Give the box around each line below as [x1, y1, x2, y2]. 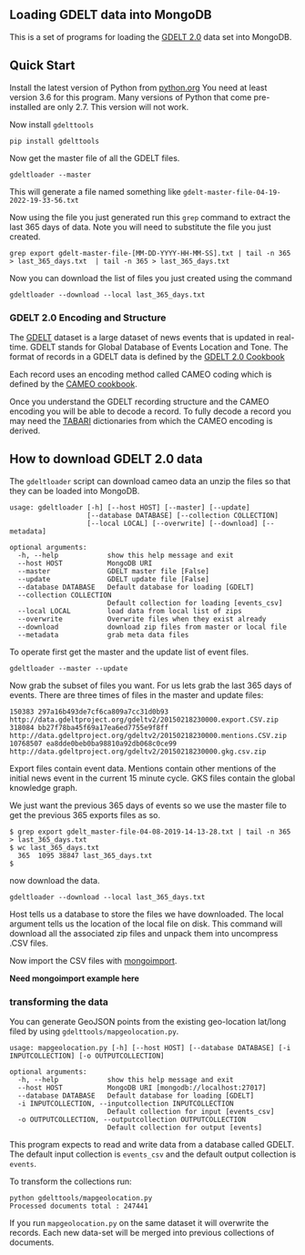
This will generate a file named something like [9, 186, 181, 197]
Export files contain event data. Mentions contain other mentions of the [9, 763, 277, 774]
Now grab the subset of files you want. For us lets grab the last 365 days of [9, 680, 293, 691]
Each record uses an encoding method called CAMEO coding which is [9, 369, 272, 380]
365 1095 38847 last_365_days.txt [17, 851, 153, 860]
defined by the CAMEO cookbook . [9, 378, 138, 390]
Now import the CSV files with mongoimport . [9, 955, 178, 966]
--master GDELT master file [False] [17, 566, 209, 576]
